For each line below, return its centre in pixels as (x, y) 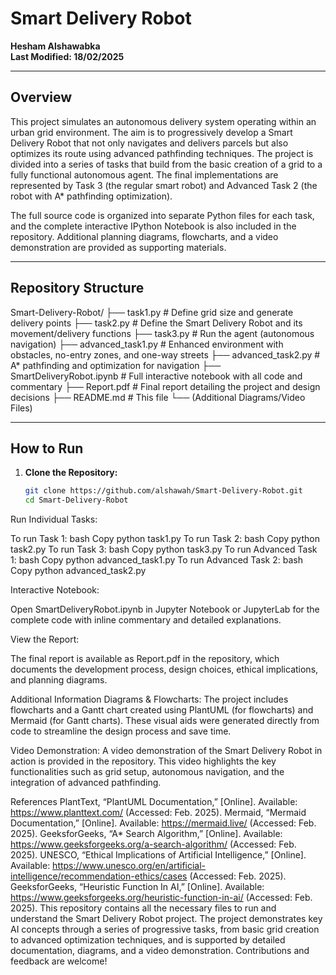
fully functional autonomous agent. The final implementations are (144, 174)
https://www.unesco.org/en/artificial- (129, 866)
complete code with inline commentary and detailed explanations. (146, 620)
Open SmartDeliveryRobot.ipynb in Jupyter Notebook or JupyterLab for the (165, 609)
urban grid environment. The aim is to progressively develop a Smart (151, 132)
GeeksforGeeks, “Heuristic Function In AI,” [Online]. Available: (137, 887)
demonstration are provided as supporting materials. (118, 247)
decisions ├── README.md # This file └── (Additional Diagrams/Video (158, 397)
